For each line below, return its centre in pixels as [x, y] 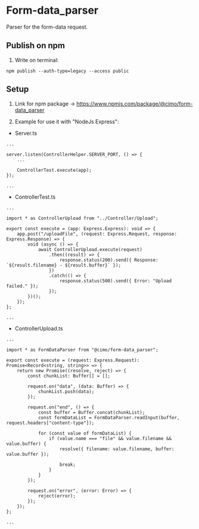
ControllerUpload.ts [39, 328]
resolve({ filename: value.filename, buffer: [117, 449]
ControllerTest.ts [35, 197]
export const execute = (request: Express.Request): [73, 360]
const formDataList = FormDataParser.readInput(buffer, [109, 417]
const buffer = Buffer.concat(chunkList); [91, 412]
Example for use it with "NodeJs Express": [67, 121]
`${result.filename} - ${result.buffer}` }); [63, 265]
